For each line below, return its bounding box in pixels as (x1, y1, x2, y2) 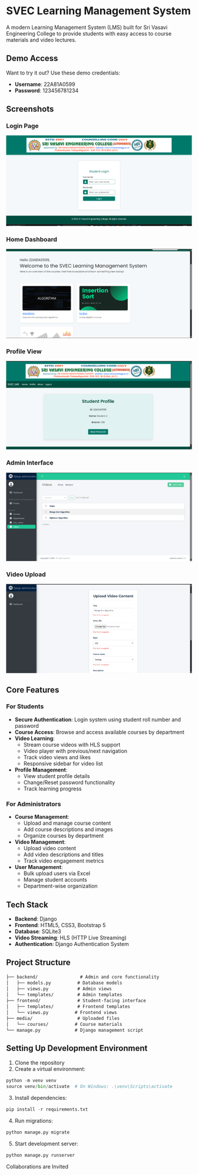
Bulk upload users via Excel (23, 870, 90, 877)
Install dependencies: (14, 1095, 67, 1102)
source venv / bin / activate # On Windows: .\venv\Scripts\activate (6, 1084, 173, 1090)
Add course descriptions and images (23, 826, 113, 833)
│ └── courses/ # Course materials (6, 1021, 123, 1027)
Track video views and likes (23, 753, 91, 761)
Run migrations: (14, 1117, 53, 1125)
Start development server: (14, 1140, 78, 1147)
